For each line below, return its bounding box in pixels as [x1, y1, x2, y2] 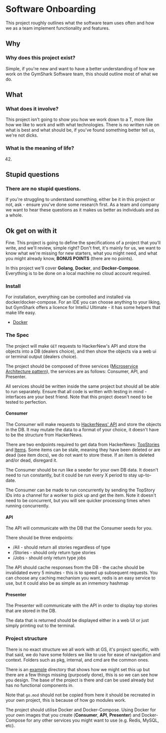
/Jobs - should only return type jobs [12, 555, 86, 561]
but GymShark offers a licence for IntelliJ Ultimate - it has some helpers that [5, 305, 160, 311]
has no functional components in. [5, 682, 74, 688]
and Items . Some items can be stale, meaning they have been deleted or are [5, 447, 161, 453]
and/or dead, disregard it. [5, 457, 58, 463]
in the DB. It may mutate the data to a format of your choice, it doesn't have [5, 426, 159, 432]
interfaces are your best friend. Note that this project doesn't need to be [5, 394, 153, 400]
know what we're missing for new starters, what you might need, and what [5, 250, 158, 256]
